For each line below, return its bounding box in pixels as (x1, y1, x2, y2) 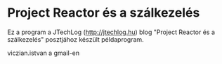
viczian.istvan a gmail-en (7, 49, 80, 57)
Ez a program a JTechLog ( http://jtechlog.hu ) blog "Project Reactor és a (7, 28, 216, 36)
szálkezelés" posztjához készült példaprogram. (7, 35, 144, 43)
